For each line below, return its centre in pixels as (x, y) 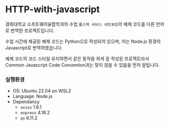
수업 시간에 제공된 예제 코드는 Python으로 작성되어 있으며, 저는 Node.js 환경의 (83, 41)
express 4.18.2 (35, 113)
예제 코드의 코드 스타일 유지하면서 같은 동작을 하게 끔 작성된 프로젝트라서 (77, 58)
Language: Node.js (32, 96)
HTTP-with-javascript (53, 9)
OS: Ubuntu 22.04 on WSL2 (42, 91)
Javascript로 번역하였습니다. (34, 47)
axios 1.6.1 (31, 107)
